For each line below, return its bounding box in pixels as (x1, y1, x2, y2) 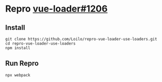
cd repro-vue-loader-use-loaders (5, 41, 76, 46)
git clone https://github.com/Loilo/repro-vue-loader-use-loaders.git (5, 36, 157, 42)
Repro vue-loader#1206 (5, 3, 108, 15)
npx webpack (5, 72, 30, 77)
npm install (5, 46, 30, 51)
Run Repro (5, 59, 39, 68)
